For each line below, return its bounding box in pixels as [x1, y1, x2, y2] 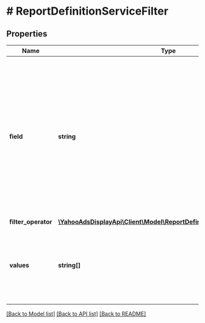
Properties [6, 29, 48, 39]
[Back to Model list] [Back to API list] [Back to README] [6, 310, 146, 318]
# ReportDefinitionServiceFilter [6, 4, 169, 18]
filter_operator [9, 218, 52, 226]
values [9, 261, 29, 269]
